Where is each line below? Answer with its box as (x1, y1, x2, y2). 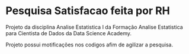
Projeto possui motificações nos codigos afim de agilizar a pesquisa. (5, 41, 173, 48)
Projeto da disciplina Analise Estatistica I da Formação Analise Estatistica (5, 23, 183, 31)
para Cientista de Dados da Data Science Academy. (5, 29, 132, 36)
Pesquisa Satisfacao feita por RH (5, 4, 170, 18)
